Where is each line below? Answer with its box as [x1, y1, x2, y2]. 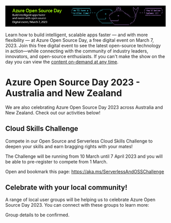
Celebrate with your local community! [5, 183, 128, 192]
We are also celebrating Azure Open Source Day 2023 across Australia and [5, 104, 163, 110]
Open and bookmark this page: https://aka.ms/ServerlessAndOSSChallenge [5, 169, 164, 175]
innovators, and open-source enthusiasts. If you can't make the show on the [5, 53, 165, 59]
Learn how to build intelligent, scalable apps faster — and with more [5, 32, 148, 38]
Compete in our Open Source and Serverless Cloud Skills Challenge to [5, 138, 153, 144]
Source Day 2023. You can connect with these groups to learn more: [5, 202, 149, 208]
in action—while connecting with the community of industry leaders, [5, 48, 149, 54]
